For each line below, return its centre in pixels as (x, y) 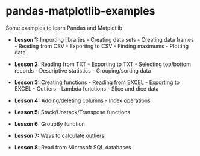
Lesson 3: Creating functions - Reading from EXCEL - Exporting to (97, 82)
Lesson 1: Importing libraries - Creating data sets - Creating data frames (104, 39)
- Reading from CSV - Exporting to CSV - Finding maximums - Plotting (102, 46)
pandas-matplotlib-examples (80, 11)
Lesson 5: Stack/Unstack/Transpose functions (72, 112)
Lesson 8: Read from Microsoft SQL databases (73, 147)
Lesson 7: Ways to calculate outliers (59, 135)
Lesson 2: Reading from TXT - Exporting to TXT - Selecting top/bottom (102, 64)
